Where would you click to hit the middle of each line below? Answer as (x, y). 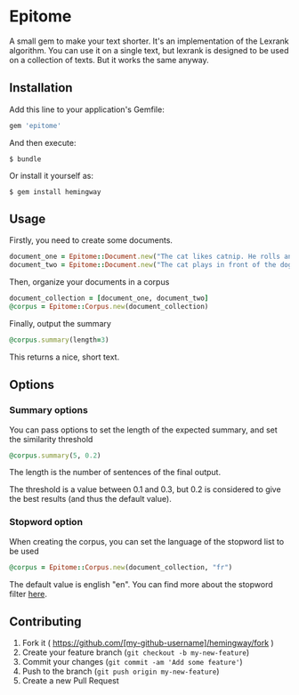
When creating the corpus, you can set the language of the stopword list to (147, 541)
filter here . (28, 594)
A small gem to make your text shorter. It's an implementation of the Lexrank (149, 41)
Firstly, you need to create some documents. (91, 240)
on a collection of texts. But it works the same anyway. (109, 60)
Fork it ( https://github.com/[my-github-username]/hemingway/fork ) (148, 643)
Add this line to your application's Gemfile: (87, 109)
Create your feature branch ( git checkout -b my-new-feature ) (136, 652)
